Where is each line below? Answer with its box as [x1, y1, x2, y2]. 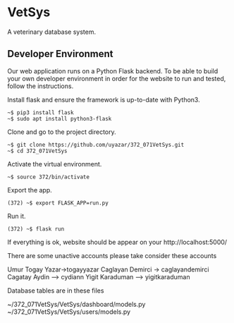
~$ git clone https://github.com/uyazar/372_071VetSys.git [7, 141, 185, 148]
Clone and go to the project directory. [7, 128, 116, 136]
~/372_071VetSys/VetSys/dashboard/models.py [7, 300, 146, 308]
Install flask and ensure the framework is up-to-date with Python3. [7, 95, 200, 104]
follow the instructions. [7, 82, 74, 90]
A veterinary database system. [7, 28, 97, 36]
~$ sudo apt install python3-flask [7, 115, 112, 122]
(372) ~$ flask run [7, 225, 65, 233]
